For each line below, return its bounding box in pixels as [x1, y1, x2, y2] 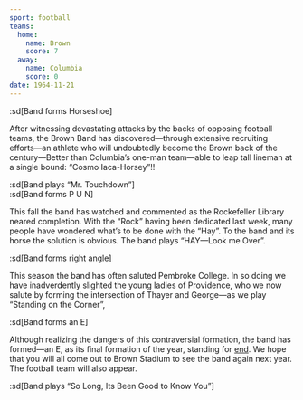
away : [17, 55, 39, 64]
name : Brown [25, 38, 71, 48]
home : [17, 30, 39, 39]
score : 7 [25, 47, 59, 56]
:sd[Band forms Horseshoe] [9, 105, 113, 116]
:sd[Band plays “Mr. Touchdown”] [9, 178, 136, 190]
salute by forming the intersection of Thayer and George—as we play [9, 289, 267, 300]
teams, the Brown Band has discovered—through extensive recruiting [9, 132, 269, 143]
